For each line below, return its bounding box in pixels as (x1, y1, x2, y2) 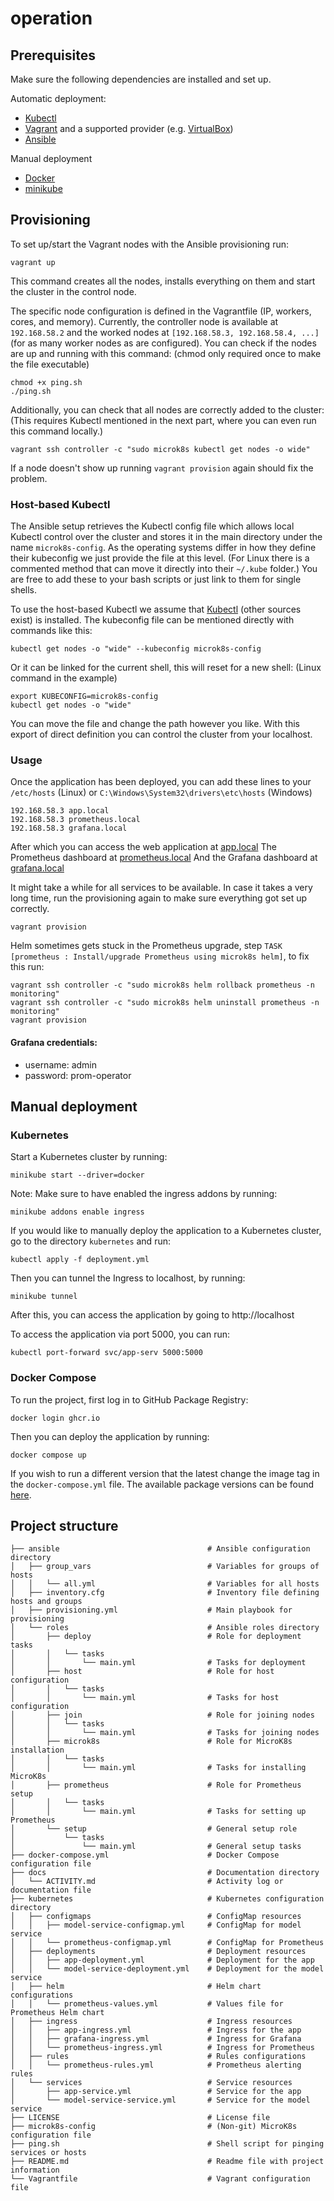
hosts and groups (10, 1597, 83, 1607)
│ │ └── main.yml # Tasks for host (10, 1693, 280, 1703)
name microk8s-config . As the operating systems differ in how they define (10, 542, 317, 554)
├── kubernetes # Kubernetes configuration (10, 1894, 325, 1904)
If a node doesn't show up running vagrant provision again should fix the (10, 462, 314, 474)
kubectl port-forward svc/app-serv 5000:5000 (10, 1348, 203, 1358)
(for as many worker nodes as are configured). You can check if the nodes (10, 337, 317, 349)
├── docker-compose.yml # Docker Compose (10, 1850, 280, 1861)
